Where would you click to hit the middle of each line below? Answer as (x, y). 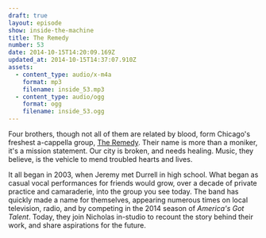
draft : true (28, 15)
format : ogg (42, 104)
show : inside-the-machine (51, 30)
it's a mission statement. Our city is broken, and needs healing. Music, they (131, 151)
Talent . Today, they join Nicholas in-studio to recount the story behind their (131, 217)
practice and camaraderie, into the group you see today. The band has (123, 192)
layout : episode (35, 23)
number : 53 (26, 45)
